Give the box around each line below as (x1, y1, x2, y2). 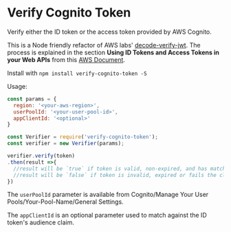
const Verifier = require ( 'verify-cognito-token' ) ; (7, 134, 158, 140)
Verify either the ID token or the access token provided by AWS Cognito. (7, 28, 212, 36)
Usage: (7, 82, 27, 90)
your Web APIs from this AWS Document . (7, 55, 126, 63)
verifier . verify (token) (7, 153, 76, 160)
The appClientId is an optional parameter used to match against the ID (7, 211, 208, 220)
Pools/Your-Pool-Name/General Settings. (7, 198, 124, 206)
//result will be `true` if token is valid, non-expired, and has (13, 165, 208, 172)
